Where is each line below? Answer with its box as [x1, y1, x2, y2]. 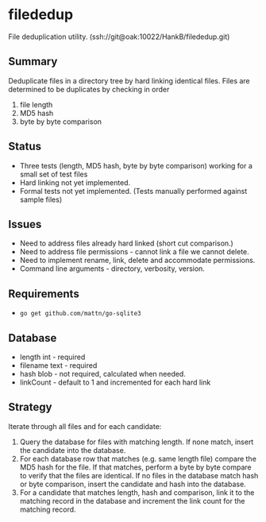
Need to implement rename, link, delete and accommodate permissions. [19, 256, 256, 265]
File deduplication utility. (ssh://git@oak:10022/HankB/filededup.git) [8, 32, 230, 41]
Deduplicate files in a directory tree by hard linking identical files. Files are [8, 75, 250, 85]
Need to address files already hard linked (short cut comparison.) [19, 238, 234, 248]
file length [19, 99, 53, 109]
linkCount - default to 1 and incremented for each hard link [19, 377, 211, 387]
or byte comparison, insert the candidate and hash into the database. [19, 479, 246, 489]
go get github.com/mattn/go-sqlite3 [19, 310, 141, 318]
